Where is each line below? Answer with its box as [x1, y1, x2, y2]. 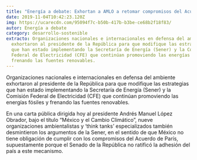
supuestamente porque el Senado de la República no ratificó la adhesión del [6, 141, 191, 148]
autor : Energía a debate [6, 25, 67, 31]
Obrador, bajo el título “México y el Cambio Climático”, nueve [6, 116, 154, 123]
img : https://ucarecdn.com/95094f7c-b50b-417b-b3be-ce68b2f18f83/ [6, 19, 172, 25]
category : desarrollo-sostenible [6, 30, 88, 36]
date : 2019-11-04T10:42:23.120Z [6, 14, 85, 20]
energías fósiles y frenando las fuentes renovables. [6, 98, 130, 105]
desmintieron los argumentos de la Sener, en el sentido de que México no [6, 128, 184, 135]
